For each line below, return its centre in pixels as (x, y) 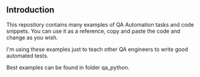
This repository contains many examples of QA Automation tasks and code (100, 24)
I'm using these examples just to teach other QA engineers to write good (97, 49)
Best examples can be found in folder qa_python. (68, 67)
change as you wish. (32, 37)
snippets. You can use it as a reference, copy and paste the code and (94, 31)
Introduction (30, 10)
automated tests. (27, 55)
